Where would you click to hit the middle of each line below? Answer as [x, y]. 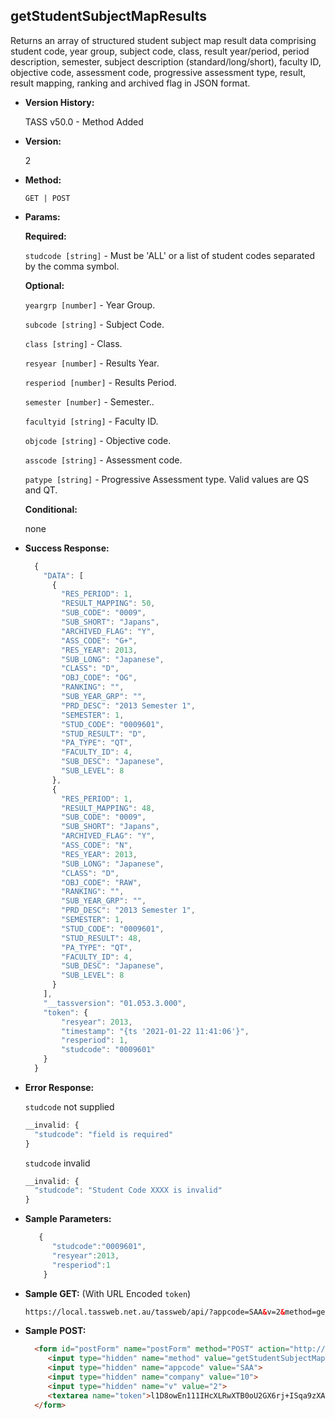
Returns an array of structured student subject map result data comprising [163, 40]
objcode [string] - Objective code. [98, 440]
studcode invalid [57, 1163]
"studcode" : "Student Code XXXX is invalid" [128, 1190]
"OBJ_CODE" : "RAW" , [101, 882]
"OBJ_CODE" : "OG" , [99, 678]
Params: [42, 216]
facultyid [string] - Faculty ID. [91, 421]
